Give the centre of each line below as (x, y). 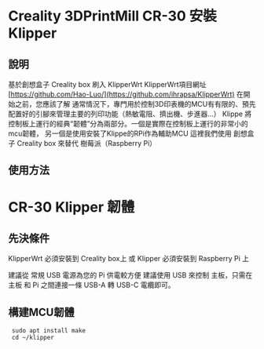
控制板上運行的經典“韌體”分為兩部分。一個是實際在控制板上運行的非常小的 (128, 124)
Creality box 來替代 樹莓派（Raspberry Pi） (87, 143)
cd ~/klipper (33, 338)
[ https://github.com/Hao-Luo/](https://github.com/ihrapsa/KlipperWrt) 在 (126, 94)
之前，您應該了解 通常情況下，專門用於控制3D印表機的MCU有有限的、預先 (135, 104)
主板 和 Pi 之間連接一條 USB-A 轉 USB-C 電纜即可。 (92, 285)
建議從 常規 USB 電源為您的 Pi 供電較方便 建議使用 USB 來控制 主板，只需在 (130, 275)
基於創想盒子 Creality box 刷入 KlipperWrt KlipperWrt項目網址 (107, 84)
